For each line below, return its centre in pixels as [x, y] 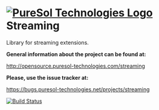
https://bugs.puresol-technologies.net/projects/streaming [78, 89]
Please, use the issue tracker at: [47, 77]
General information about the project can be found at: [76, 54]
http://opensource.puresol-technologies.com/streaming [76, 66]
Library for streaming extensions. [47, 42]
